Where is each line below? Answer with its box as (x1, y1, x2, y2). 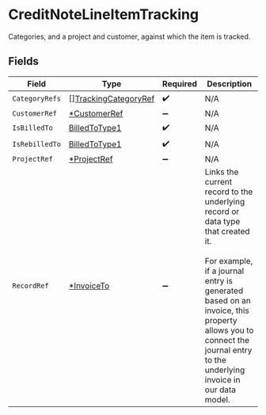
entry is (204, 275, 234, 286)
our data (204, 384, 236, 395)
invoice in (204, 374, 241, 385)
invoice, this (204, 305, 249, 316)
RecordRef (12, 281, 49, 290)
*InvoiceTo (68, 280, 110, 291)
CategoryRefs (12, 94, 62, 104)
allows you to (204, 325, 254, 336)
